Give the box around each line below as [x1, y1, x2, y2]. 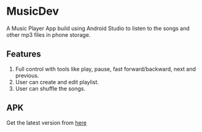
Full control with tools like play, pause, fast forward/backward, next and [15, 65, 196, 72]
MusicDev [6, 4, 60, 18]
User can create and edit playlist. [15, 78, 99, 85]
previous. [15, 72, 39, 79]
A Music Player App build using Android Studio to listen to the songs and [6, 25, 190, 32]
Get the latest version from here [6, 118, 87, 126]
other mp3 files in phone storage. [6, 31, 91, 38]
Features [6, 49, 41, 60]
